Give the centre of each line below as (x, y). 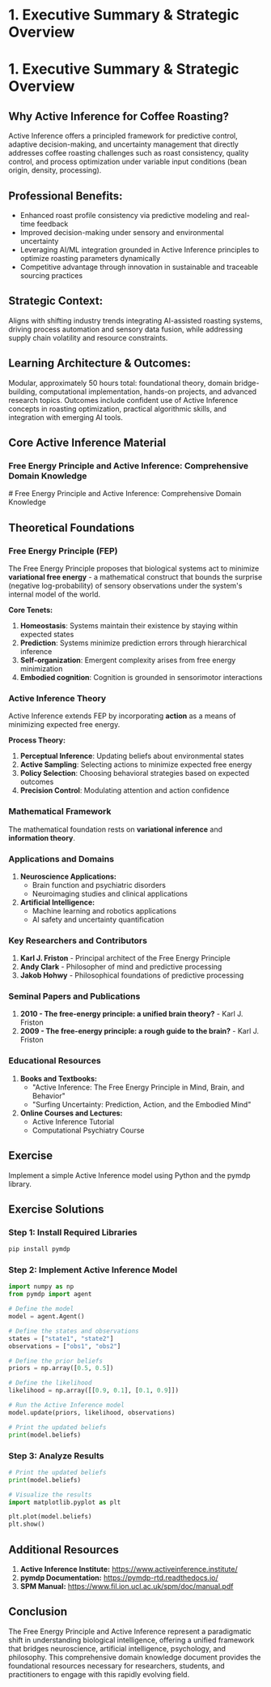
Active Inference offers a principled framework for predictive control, (123, 136)
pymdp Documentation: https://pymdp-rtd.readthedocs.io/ (119, 1578)
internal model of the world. (55, 594)
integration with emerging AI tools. (66, 417)
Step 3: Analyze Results (56, 1455)
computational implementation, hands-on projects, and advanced (148, 392)
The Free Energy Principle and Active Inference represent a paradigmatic (130, 1631)
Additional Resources (64, 1550)
